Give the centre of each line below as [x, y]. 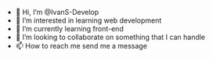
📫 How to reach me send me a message [81, 46]
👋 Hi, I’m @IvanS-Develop [57, 12]
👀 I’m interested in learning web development [88, 20]
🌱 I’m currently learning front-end [69, 29]
